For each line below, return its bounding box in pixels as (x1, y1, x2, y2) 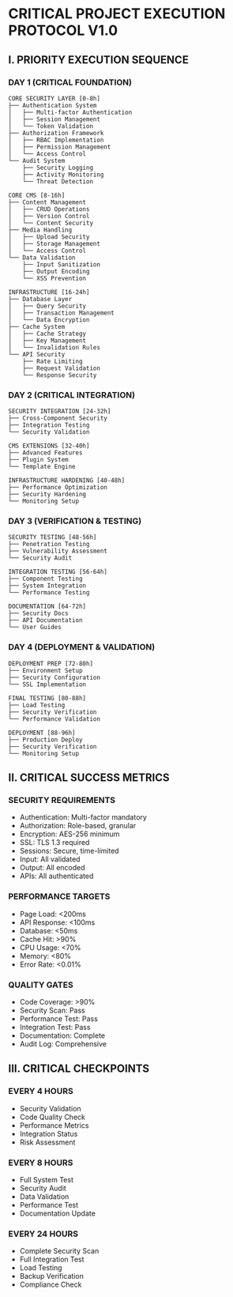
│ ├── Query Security (8, 302, 87, 310)
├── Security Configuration (8, 673, 101, 681)
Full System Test (19, 1175, 73, 1185)
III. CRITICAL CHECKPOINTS (8, 1062, 150, 1076)
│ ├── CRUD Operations (8, 205, 90, 213)
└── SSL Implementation (8, 681, 87, 688)
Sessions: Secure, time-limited (19, 846, 120, 856)
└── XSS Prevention (22, 274, 87, 282)
